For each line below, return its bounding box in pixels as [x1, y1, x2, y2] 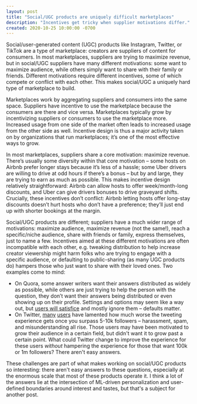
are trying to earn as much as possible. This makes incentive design [6, 176, 171, 183]
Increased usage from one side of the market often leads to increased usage [6, 121, 192, 128]
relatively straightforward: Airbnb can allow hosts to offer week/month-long [6, 183, 188, 190]
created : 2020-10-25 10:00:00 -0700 [6, 25, 96, 31]
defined [6, 385, 25, 392]
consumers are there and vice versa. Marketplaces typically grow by [6, 109, 172, 116]
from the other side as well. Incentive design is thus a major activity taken [6, 127, 184, 134]
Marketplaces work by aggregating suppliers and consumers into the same [6, 96, 188, 103]
